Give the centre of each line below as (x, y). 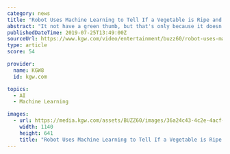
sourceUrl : (23, 39)
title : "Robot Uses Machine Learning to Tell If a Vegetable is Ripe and (115, 20)
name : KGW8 (29, 70)
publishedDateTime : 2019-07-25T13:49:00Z (67, 33)
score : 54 (21, 52)
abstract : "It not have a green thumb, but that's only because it (105, 26)
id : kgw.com (30, 77)
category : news (29, 13)
